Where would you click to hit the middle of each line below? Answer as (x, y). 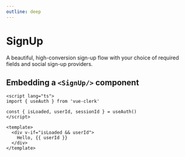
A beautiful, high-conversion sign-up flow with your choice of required (93, 58)
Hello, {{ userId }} (42, 138)
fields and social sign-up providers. (50, 64)
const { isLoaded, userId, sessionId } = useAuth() (71, 112)
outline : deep (24, 12)
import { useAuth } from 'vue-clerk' (53, 102)
